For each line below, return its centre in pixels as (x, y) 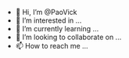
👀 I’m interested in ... (48, 20)
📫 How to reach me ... (52, 46)
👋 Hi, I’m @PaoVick (46, 12)
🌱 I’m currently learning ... (57, 29)
